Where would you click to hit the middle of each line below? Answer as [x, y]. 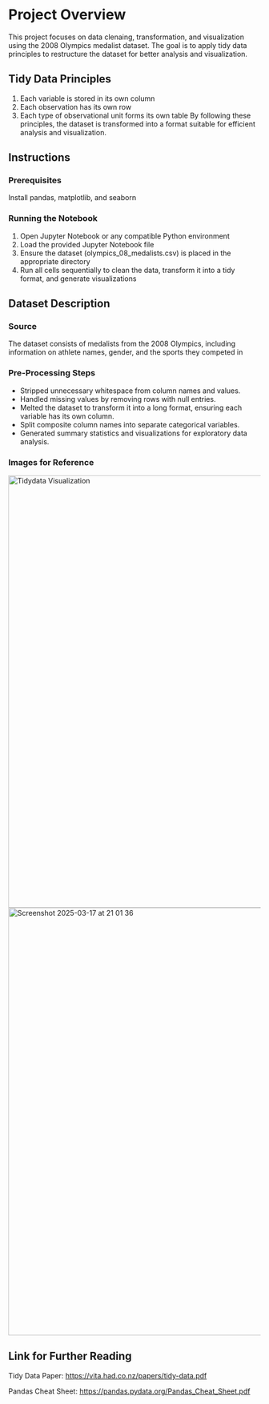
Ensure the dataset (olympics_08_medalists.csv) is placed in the [125, 253]
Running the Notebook [53, 219]
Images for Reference [51, 462]
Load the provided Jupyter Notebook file [87, 244]
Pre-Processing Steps [52, 373]
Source [23, 327]
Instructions [39, 158]
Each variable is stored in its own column [87, 98]
